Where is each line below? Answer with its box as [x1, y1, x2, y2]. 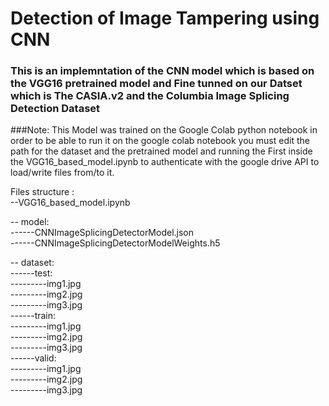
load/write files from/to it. [10, 167, 115, 179]
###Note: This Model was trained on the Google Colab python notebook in [10, 124, 318, 136]
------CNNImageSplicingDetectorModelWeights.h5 [10, 237, 221, 249]
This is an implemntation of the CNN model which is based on [10, 64, 315, 78]
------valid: [10, 352, 57, 364]
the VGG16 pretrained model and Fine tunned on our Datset [10, 77, 303, 91]
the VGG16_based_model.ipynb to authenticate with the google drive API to [10, 156, 320, 168]
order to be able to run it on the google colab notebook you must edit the [10, 135, 310, 147]
